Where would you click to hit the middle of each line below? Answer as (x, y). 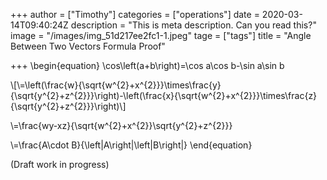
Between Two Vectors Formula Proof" (88, 46)
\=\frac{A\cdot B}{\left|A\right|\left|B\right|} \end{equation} (131, 145)
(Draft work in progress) (60, 164)
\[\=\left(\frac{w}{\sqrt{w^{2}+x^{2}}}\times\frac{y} (116, 85)
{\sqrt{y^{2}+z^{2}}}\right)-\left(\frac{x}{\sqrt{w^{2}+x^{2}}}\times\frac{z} (164, 95)
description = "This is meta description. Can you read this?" (193, 25)
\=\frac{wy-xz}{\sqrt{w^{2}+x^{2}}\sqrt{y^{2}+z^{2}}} (121, 125)
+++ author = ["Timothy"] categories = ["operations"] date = (135, 14)
